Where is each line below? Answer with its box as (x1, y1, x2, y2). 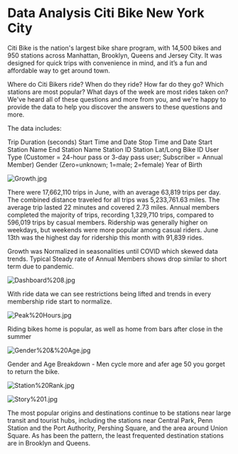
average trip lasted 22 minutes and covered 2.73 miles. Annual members (7, 202, 220, 211)
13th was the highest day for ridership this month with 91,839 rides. (7, 233, 205, 242)
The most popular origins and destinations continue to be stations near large (7, 409, 232, 417)
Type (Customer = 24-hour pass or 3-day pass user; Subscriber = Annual (7, 153, 223, 161)
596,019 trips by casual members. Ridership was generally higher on (7, 218, 208, 227)
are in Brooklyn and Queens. (7, 438, 91, 447)
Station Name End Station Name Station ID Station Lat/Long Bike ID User (7, 145, 220, 153)
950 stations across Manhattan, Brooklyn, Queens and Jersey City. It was (7, 51, 222, 60)
